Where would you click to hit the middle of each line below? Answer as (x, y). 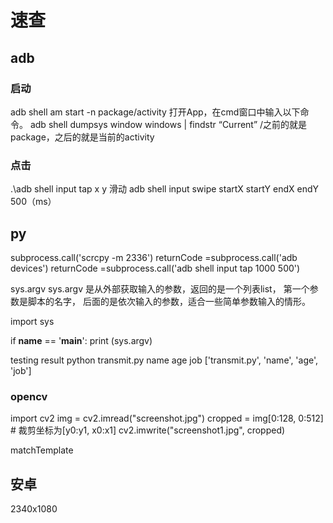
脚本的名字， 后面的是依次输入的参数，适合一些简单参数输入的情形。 (169, 301)
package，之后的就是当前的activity (82, 137)
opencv (29, 396)
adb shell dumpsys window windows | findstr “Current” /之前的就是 (168, 124)
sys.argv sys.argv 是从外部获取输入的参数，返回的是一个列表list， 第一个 (160, 288)
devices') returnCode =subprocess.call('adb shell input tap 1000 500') (155, 268)
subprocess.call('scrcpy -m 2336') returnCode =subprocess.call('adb (154, 257)
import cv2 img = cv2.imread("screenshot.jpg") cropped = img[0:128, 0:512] (167, 418)
